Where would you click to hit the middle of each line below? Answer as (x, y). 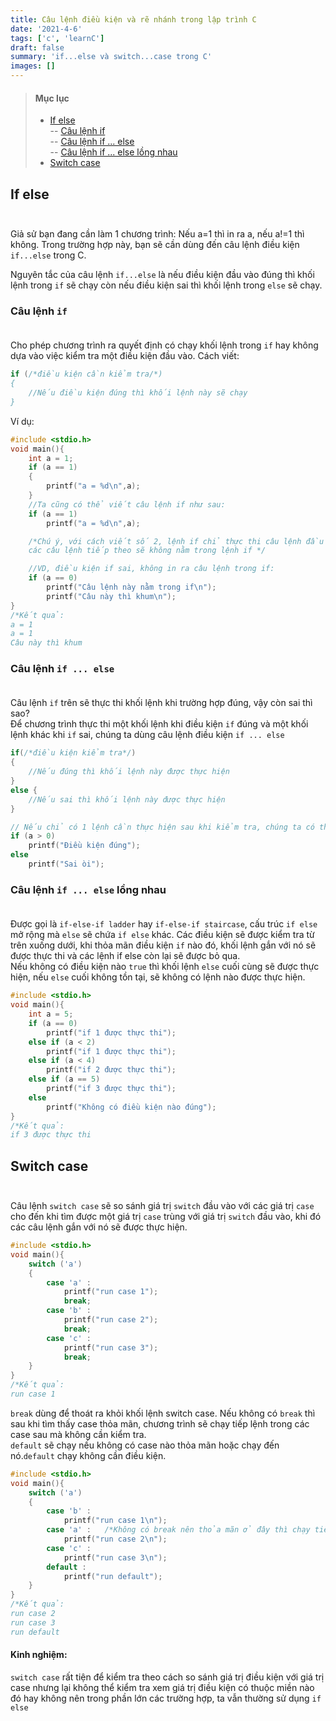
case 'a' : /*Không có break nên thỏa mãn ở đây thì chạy (178, 1530)
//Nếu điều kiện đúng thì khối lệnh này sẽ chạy (138, 393)
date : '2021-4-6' (46, 29)
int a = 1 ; (51, 458)
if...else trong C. (48, 255)
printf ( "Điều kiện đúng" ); (84, 846)
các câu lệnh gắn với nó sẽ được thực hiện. (99, 1227)
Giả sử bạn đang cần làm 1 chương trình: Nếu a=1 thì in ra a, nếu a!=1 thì (157, 234)
